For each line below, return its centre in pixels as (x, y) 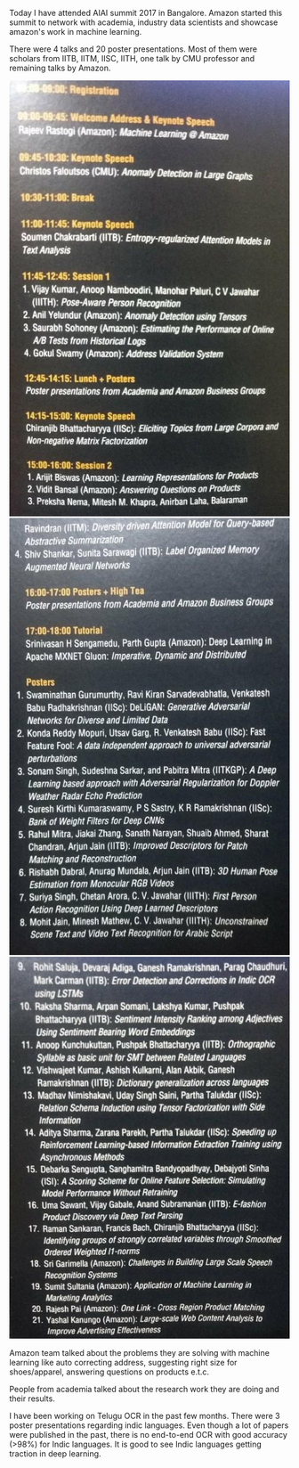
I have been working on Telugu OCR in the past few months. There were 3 (145, 1416)
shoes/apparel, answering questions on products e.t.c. (109, 1372)
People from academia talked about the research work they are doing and (144, 1389)
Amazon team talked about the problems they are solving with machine (139, 1353)
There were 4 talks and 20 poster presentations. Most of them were (133, 49)
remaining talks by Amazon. (60, 68)
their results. (32, 1399)
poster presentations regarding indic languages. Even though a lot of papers (149, 1425)
